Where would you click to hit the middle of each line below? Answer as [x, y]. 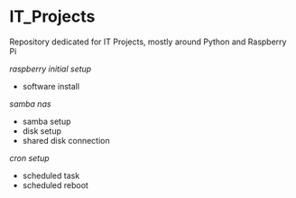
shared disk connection [66, 140]
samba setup [46, 121]
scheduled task [51, 175]
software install [51, 86]
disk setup [42, 131]
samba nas [30, 104]
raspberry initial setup [51, 69]
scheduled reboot [55, 185]
